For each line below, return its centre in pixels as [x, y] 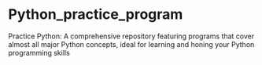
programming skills [39, 52]
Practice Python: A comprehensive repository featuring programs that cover [131, 36]
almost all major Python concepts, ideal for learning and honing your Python [131, 44]
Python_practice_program [96, 14]
